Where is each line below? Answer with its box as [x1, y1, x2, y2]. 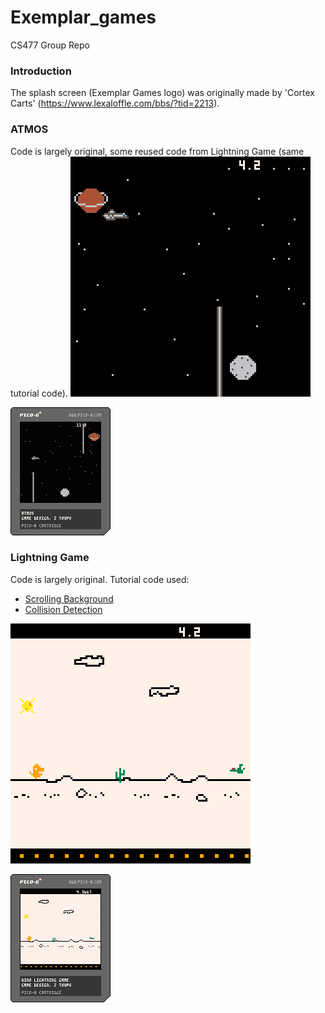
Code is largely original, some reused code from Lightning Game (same [10, 145, 305, 157]
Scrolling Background [24, 592, 114, 605]
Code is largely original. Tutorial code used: [10, 573, 190, 585]
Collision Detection [24, 603, 103, 615]
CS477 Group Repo [10, 39, 90, 51]
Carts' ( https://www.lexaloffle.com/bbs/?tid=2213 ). [10, 97, 220, 110]
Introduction [10, 64, 72, 78]
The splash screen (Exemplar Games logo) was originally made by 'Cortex [10, 87, 315, 99]
